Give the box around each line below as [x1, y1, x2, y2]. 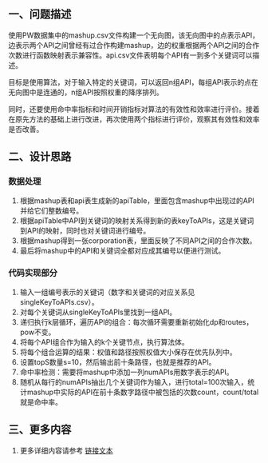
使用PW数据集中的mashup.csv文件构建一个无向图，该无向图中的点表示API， [8, 30, 260, 40]
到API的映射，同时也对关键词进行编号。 [19, 226, 151, 235]
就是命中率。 [19, 397, 62, 406]
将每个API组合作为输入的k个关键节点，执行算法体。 [19, 337, 189, 346]
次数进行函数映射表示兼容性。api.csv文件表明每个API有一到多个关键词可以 [8, 50, 253, 60]
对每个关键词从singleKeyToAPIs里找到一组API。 [19, 307, 177, 317]
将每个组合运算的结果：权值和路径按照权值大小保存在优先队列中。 [19, 347, 237, 357]
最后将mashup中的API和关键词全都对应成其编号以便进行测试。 [19, 245, 226, 255]
